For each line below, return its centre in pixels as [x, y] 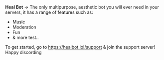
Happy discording [23, 52]
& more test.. [25, 37]
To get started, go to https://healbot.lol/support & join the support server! [80, 47]
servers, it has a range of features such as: [49, 12]
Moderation [24, 27]
